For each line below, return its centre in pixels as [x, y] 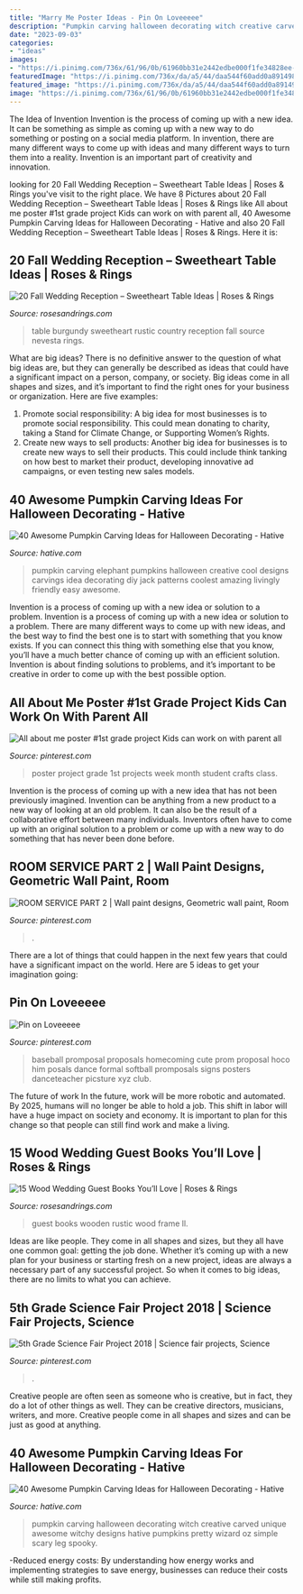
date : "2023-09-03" [46, 34]
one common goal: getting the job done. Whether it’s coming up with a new [149, 1250]
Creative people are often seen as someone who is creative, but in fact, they [151, 1396]
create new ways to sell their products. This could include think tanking [155, 453]
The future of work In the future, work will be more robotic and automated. [147, 1095]
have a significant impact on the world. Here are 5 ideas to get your [134, 965]
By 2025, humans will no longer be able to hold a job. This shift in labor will [148, 1105]
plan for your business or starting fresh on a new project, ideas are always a [151, 1260]
